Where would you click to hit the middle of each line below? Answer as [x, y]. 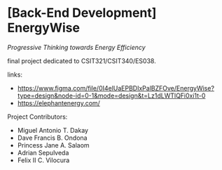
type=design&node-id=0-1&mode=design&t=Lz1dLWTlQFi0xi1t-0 [111, 96]
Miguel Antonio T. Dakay [53, 130]
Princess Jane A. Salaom [53, 145]
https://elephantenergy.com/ [58, 103]
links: [15, 74]
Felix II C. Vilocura [43, 160]
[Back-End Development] [82, 13]
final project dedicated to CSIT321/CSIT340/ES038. [82, 60]
